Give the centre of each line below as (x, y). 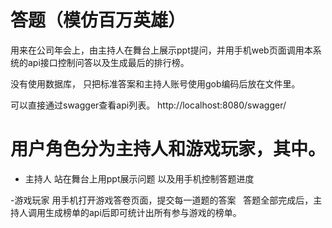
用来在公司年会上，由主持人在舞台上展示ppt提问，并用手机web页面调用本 (161, 50)
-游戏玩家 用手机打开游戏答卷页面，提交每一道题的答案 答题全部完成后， (162, 200)
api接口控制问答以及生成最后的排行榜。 (108, 62)
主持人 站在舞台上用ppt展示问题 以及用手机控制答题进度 (139, 178)
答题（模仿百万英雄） (98, 20)
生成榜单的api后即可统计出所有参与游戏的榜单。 (143, 212)
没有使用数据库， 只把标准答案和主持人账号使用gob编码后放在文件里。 (155, 83)
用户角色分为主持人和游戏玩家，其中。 (168, 149)
